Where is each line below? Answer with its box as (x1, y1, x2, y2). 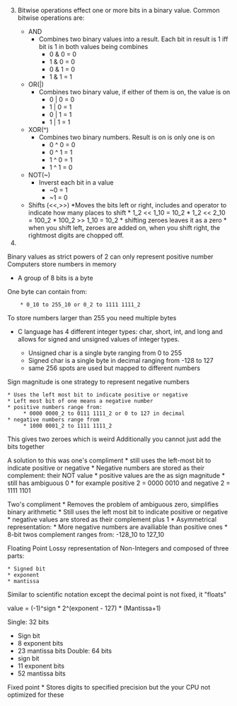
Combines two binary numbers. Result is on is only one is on (38, 133, 215, 141)
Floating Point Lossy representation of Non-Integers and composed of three (7, 544, 229, 553)
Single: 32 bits (7, 618, 50, 626)
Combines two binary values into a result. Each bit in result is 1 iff (38, 35, 229, 43)
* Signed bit (7, 565, 46, 572)
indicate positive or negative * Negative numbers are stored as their (7, 464, 205, 472)
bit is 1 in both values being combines (38, 43, 149, 50)
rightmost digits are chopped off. (28, 231, 125, 239)
